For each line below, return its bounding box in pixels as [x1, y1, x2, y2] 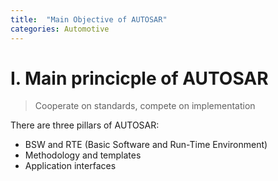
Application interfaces [24, 160, 117, 172]
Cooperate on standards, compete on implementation [34, 100, 256, 112]
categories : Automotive [10, 24, 110, 34]
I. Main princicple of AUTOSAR [10, 67, 269, 90]
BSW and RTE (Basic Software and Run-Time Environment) [24, 139, 268, 151]
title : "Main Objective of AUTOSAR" [10, 14, 168, 25]
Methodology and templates [24, 149, 142, 161]
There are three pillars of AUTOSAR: [10, 119, 160, 131]
